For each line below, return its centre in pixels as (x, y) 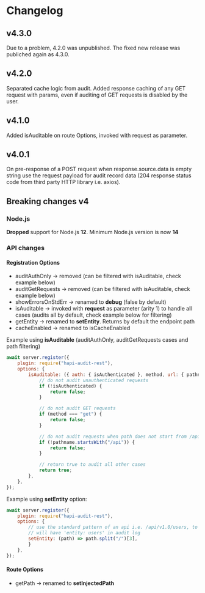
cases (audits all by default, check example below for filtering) (93, 315)
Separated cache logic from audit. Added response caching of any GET (96, 88)
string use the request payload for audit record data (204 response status (99, 175)
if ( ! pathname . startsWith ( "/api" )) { (87, 442)
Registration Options (33, 262)
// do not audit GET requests (77, 408)
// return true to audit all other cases (92, 465)
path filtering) (23, 347)
